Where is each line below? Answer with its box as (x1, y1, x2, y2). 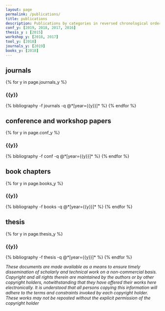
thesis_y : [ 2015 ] (5, 30, 43, 35)
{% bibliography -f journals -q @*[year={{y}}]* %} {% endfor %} (5, 102, 137, 108)
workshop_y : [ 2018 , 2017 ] (5, 35, 58, 40)
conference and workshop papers (5, 117, 112, 125)
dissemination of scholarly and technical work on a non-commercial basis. (5, 269, 157, 275)
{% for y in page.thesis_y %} (5, 231, 63, 237)
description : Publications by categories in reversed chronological (5, 21, 148, 26)
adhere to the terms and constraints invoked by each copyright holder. (5, 289, 148, 295)
